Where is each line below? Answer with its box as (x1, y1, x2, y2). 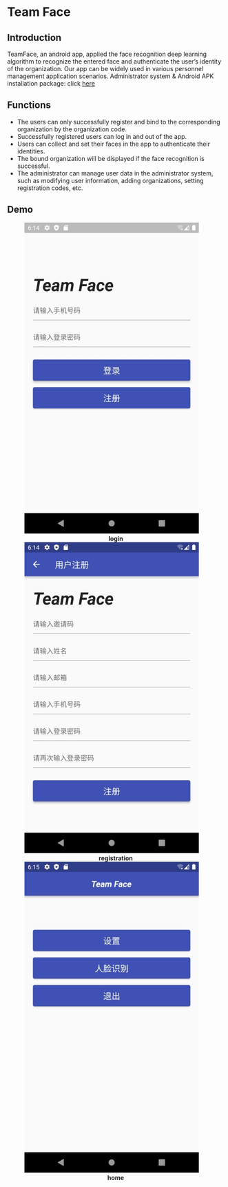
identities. (17, 146, 45, 155)
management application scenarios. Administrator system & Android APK (7, 72, 214, 80)
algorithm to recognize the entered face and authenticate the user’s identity (7, 57, 222, 66)
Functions (7, 99, 52, 111)
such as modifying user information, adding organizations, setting (17, 176, 205, 184)
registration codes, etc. (17, 184, 83, 192)
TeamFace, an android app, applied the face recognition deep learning (7, 50, 207, 58)
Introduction (7, 32, 62, 44)
